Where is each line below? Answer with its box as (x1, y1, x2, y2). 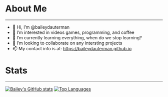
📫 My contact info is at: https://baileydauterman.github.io (12, 45, 132, 51)
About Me (5, 3, 47, 14)
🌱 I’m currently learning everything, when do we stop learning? (12, 34, 142, 40)
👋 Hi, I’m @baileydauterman (12, 24, 70, 30)
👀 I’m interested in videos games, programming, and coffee (12, 29, 134, 35)
